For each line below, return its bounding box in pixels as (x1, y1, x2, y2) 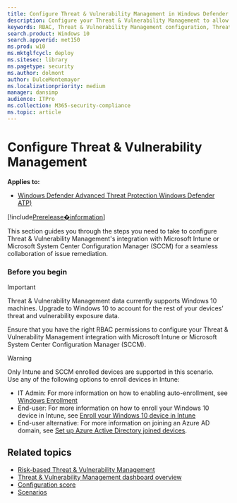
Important (7, 283, 36, 291)
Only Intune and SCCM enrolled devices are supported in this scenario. (7, 368, 214, 376)
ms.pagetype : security (7, 63, 74, 70)
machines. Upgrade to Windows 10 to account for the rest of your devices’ (7, 304, 224, 313)
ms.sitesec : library (7, 56, 68, 63)
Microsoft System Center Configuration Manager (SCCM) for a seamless (7, 241, 219, 250)
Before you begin (7, 267, 68, 277)
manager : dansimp (7, 89, 59, 96)
